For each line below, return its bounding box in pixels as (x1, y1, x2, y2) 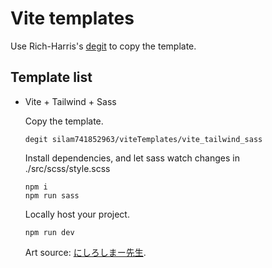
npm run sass (24, 190, 80, 201)
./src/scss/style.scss (24, 162, 111, 174)
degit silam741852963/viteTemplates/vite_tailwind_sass (24, 134, 263, 144)
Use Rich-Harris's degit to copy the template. (10, 40, 197, 52)
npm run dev (24, 227, 75, 237)
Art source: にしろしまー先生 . (24, 246, 147, 258)
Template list (10, 69, 93, 86)
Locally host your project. (24, 208, 130, 220)
